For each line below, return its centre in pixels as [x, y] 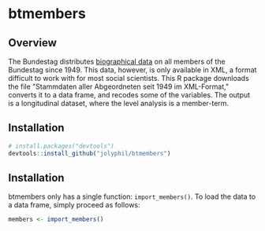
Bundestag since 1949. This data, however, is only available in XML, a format [132, 70]
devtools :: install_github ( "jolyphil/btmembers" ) [90, 153]
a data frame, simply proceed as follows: [74, 205]
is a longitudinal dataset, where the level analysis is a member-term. [119, 103]
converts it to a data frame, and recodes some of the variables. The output [129, 95]
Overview [33, 43]
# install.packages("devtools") [61, 146]
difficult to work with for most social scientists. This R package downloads [129, 78]
